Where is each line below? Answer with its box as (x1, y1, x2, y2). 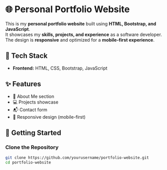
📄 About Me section (12, 93, 54, 99)
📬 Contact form (12, 107, 47, 113)
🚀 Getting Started (5, 128, 62, 137)
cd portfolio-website (5, 160, 51, 165)
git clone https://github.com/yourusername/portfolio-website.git (5, 155, 149, 160)
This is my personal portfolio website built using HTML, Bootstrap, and (5, 20, 156, 26)
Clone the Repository (5, 144, 59, 151)
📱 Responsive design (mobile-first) (12, 114, 86, 120)
